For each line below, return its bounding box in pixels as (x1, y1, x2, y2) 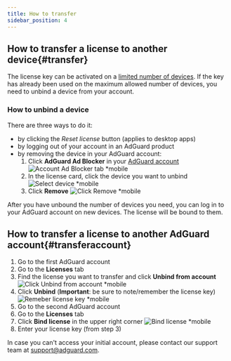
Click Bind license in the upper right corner (17, 317, 143, 326)
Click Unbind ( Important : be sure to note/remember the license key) (17, 287, 216, 296)
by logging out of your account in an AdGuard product (17, 142, 175, 150)
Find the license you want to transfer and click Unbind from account (17, 273, 216, 281)
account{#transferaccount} (7, 239, 132, 251)
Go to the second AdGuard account (17, 303, 121, 311)
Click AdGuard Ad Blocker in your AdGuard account (27, 157, 179, 165)
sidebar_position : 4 (7, 17, 68, 24)
